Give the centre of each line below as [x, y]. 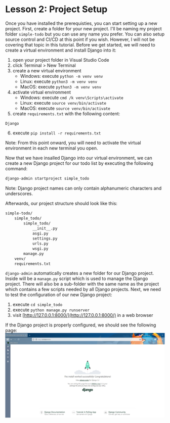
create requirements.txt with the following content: [66, 113]
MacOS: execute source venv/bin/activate [65, 108]
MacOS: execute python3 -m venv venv [61, 86]
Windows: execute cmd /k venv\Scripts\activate [72, 98]
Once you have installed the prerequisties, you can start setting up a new [81, 23]
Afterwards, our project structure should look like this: [61, 203]
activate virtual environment [42, 92]
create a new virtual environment [47, 70]
